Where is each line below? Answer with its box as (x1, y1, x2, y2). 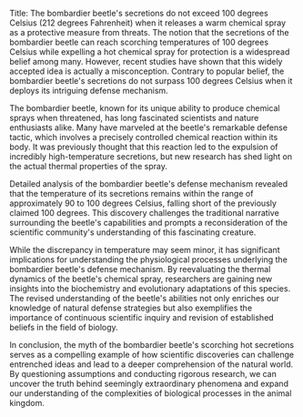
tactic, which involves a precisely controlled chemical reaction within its (9, 132, 278, 142)
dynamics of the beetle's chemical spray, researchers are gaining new (9, 273, 273, 284)
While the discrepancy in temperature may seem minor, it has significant (9, 245, 280, 255)
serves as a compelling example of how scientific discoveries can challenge (9, 350, 294, 360)
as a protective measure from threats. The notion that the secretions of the (9, 27, 289, 37)
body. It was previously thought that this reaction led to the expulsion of (9, 141, 279, 152)
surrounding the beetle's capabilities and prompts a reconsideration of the (9, 218, 288, 228)
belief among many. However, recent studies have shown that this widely (9, 56, 283, 66)
